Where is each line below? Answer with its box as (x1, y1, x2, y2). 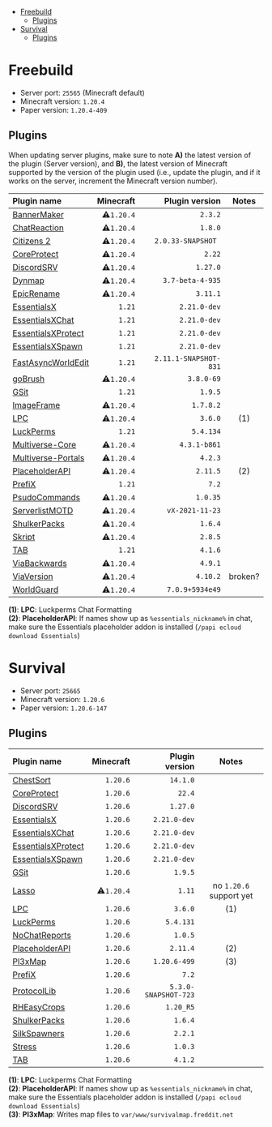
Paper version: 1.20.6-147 (19, 703, 108, 713)
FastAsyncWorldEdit (12, 357, 89, 368)
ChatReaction (12, 222, 65, 234)
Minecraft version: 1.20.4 (19, 96, 105, 106)
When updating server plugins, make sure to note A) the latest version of (8, 150, 252, 160)
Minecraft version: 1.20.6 (19, 694, 105, 704)
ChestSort (12, 774, 51, 786)
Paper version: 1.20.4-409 (19, 105, 108, 114)
